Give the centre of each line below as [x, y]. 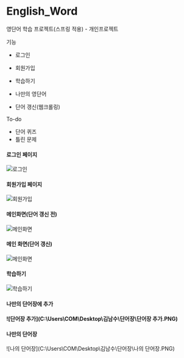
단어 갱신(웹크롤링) [37, 107]
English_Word [42, 11]
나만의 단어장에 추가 [30, 304]
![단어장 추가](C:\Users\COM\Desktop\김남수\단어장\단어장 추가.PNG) [92, 319]
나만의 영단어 [31, 93]
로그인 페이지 [22, 155]
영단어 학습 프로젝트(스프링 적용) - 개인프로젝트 [62, 29]
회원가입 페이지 [24, 184]
